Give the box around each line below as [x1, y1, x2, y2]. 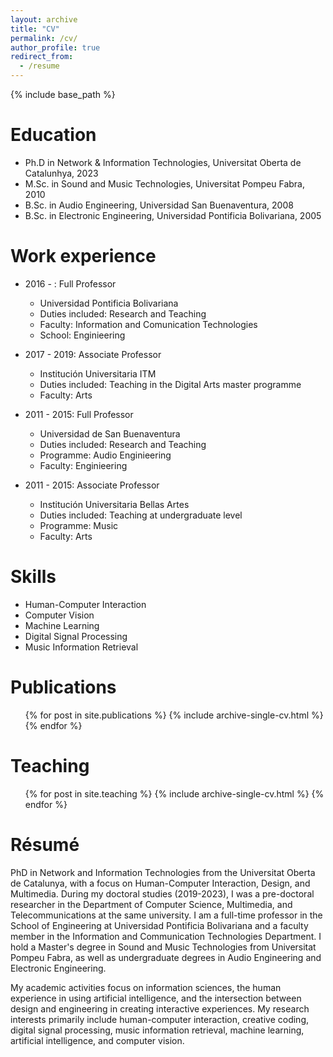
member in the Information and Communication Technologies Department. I [10, 930, 322, 942]
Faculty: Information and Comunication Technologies [39, 318, 258, 330]
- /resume [19, 61, 60, 71]
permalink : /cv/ [10, 33, 78, 43]
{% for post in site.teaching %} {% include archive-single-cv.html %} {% [24, 787, 325, 800]
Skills [10, 566, 57, 588]
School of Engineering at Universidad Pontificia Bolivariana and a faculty [10, 919, 309, 931]
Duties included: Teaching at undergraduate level [39, 509, 243, 521]
